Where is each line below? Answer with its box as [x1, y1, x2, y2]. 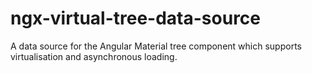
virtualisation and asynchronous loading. [10, 50, 178, 62]
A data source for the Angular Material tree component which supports [10, 40, 302, 52]
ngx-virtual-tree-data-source [10, 7, 262, 30]
